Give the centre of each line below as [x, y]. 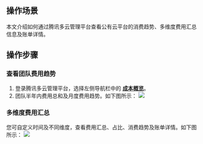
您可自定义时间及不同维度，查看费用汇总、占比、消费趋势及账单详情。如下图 [101, 127]
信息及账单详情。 [27, 34]
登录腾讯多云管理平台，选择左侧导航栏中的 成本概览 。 [82, 88]
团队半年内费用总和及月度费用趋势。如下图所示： [76, 96]
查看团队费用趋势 [31, 74]
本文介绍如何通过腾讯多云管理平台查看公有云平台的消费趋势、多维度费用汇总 [101, 27]
